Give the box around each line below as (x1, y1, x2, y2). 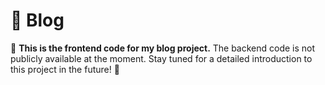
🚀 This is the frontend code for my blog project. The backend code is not (10, 42, 316, 54)
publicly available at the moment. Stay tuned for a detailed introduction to (10, 52, 313, 64)
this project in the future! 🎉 (10, 63, 120, 75)
